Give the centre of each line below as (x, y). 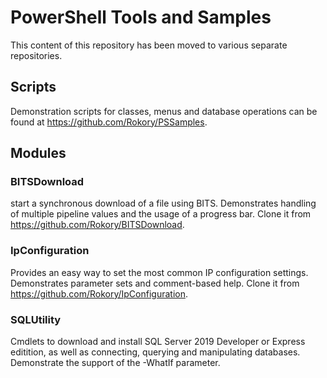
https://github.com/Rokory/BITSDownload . (97, 225)
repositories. (36, 55)
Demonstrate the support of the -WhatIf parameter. (115, 363)
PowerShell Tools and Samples (141, 17)
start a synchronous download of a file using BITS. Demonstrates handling (163, 203)
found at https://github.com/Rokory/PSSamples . (109, 122)
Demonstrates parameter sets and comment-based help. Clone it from (155, 283)
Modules (38, 153)
